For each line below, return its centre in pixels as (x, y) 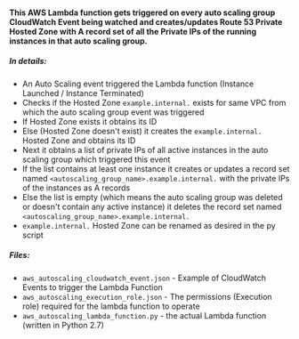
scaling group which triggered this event (96, 159)
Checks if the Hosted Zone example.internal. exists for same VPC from (154, 102)
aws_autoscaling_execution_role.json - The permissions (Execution (147, 296)
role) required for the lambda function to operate (111, 306)
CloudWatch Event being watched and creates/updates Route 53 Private (146, 21)
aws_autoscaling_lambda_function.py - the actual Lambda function (144, 315)
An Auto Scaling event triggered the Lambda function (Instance (138, 84)
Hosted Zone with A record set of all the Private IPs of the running (133, 31)
